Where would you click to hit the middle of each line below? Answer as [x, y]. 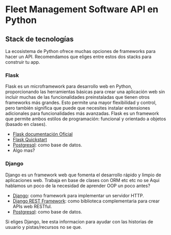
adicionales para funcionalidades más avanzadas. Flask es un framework [82, 114]
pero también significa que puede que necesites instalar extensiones [78, 108]
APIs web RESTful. [32, 206]
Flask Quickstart [30, 140]
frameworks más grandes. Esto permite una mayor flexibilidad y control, [81, 102]
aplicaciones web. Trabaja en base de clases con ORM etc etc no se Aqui [82, 180]
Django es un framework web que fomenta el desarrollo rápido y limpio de [83, 175]
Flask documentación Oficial [43, 134]
